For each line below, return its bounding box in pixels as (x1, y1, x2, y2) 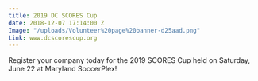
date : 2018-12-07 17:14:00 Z (8, 19, 105, 27)
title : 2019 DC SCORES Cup (8, 11, 98, 20)
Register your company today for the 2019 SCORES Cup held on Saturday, (8, 56, 251, 65)
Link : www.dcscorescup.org (8, 33, 98, 42)
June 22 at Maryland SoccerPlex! (8, 64, 117, 74)
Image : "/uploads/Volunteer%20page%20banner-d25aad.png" (8, 26, 201, 34)
